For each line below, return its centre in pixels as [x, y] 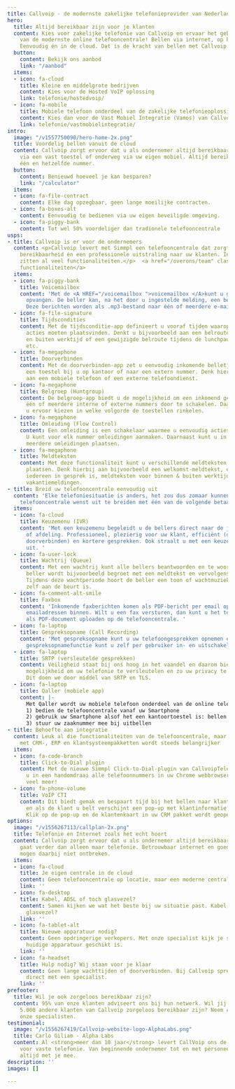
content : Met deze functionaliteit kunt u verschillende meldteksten [123, 463]
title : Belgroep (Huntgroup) [62, 391]
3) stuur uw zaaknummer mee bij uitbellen [88, 723]
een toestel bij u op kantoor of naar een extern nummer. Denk [120, 372]
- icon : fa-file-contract [51, 196]
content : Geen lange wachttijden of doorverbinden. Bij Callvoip [117, 971]
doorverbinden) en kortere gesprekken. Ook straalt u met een [118, 541]
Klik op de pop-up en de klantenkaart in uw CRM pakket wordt [118, 814]
